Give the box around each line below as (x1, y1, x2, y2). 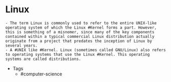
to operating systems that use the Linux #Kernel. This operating (5, 52, 150, 57)
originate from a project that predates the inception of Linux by (5, 38, 153, 44)
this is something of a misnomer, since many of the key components (5, 29, 155, 34)
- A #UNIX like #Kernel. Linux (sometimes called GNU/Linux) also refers (5, 47, 166, 52)
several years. (5, 43, 38, 48)
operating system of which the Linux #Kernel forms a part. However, (5, 25, 157, 30)
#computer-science (20, 71, 62, 77)
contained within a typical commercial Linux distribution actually (5, 34, 155, 39)
